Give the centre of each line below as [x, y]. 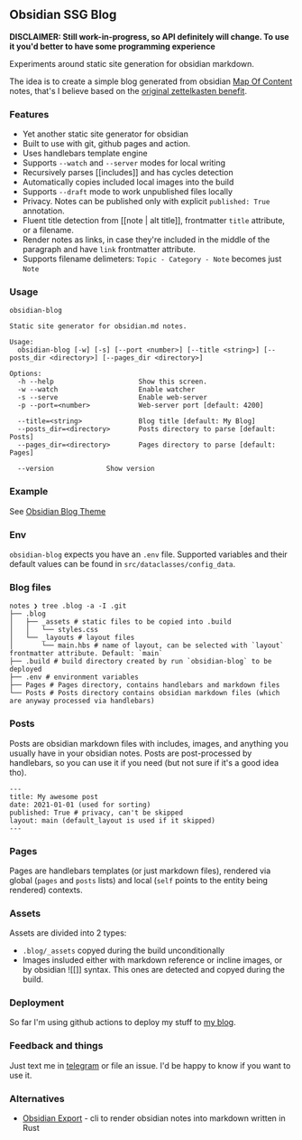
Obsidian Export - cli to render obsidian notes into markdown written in [154, 1118]
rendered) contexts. [46, 890]
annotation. [43, 211]
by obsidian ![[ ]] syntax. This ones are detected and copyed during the [154, 970]
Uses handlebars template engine [85, 154]
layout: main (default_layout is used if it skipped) [113, 820]
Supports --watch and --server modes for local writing [124, 163]
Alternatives [37, 1098]
